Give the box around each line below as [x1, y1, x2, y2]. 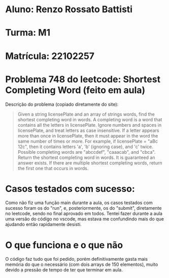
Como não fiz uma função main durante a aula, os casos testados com [5, 200, 153, 206]
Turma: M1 [5, 27, 51, 39]
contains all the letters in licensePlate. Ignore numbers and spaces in [17, 122, 162, 128]
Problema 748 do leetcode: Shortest [5, 73, 161, 85]
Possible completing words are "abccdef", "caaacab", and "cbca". [17, 149, 156, 155]
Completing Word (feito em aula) [5, 84, 146, 96]
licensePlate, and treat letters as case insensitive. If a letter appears [17, 127, 159, 133]
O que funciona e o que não [5, 239, 123, 251]
